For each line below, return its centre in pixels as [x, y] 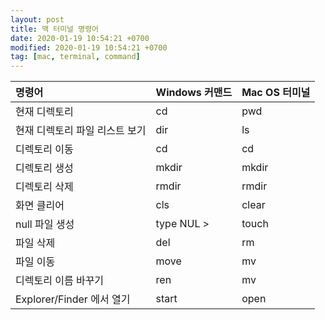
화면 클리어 [40, 206]
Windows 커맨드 [194, 93]
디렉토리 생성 [44, 168]
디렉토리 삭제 [44, 187]
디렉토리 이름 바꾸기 [60, 281]
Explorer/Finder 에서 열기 [73, 299]
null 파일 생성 [45, 224]
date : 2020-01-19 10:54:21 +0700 [80, 38]
